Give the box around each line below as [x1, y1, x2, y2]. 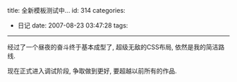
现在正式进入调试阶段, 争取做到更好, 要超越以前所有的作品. [7, 66, 177, 75]
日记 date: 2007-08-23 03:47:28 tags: [17, 21, 128, 30]
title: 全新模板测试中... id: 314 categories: [7, 6, 126, 14]
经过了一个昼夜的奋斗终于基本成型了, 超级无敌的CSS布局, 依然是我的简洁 [7, 43, 219, 51]
